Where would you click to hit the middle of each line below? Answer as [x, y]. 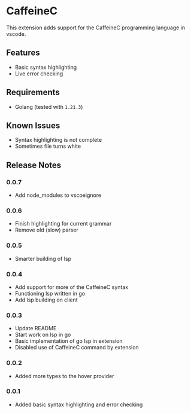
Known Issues [33, 125]
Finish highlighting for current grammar [63, 224]
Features [23, 53]
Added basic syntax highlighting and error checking [79, 404]
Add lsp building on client [46, 300]
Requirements [33, 92]
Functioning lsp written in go [50, 293]
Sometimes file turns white [48, 146]
